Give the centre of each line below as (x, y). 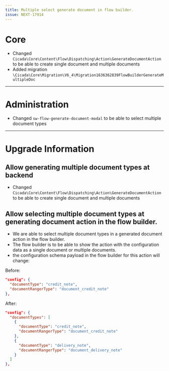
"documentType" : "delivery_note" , (55, 345)
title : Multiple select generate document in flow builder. (70, 10)
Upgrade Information (50, 149)
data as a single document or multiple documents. (64, 250)
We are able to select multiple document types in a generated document (87, 234)
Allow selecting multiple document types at (75, 214)
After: (11, 303)
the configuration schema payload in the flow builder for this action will (86, 256)
